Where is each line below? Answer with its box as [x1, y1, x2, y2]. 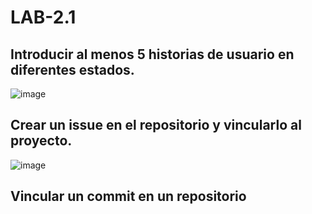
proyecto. [10, 132, 73, 150]
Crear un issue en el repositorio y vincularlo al [10, 117, 302, 134]
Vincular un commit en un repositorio [10, 188, 247, 205]
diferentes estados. [10, 61, 135, 78]
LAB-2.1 [10, 6, 77, 29]
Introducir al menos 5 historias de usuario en [10, 46, 295, 63]
